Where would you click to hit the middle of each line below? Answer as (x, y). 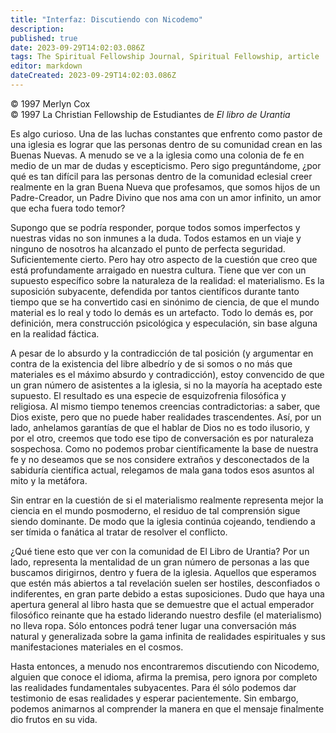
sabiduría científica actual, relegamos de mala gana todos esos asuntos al (162, 470)
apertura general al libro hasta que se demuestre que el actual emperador (162, 604)
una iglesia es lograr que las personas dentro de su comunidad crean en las (166, 144)
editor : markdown (46, 66)
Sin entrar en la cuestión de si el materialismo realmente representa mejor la (167, 500)
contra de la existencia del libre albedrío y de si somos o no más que (151, 363)
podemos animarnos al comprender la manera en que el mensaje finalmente (167, 708)
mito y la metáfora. (49, 480)
